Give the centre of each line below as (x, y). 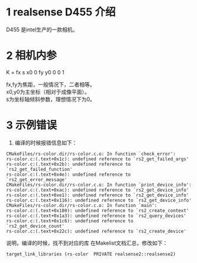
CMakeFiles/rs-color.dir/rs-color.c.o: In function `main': (82, 205)
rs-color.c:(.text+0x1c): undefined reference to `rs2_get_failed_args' (98, 159)
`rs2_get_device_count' (35, 226)
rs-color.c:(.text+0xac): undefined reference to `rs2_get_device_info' (98, 190)
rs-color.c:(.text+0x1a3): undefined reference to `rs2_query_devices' (96, 216)
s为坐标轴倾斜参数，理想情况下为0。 (51, 99)
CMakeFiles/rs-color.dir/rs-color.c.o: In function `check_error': (91, 154)
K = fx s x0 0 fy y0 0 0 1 (35, 72)
